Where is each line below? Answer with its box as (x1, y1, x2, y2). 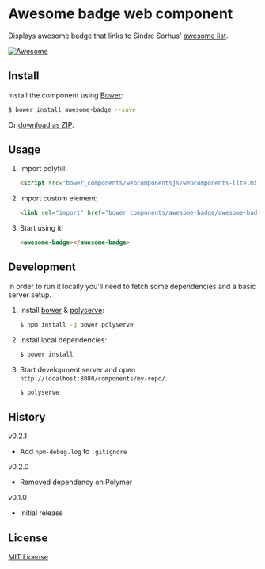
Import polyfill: (19, 164, 67, 174)
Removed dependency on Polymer (19, 477, 133, 487)
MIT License (8, 552, 49, 562)
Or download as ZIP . (8, 120, 74, 129)
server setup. (8, 290, 52, 300)
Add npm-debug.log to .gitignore (19, 447, 127, 456)
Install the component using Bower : (8, 90, 124, 100)
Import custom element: (19, 193, 98, 203)
